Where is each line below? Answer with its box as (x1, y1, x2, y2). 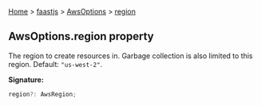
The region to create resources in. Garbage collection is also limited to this (8, 51, 253, 61)
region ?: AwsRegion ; (8, 90, 77, 98)
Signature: (8, 75, 44, 84)
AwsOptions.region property (8, 29, 154, 43)
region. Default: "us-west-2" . (8, 59, 103, 69)
